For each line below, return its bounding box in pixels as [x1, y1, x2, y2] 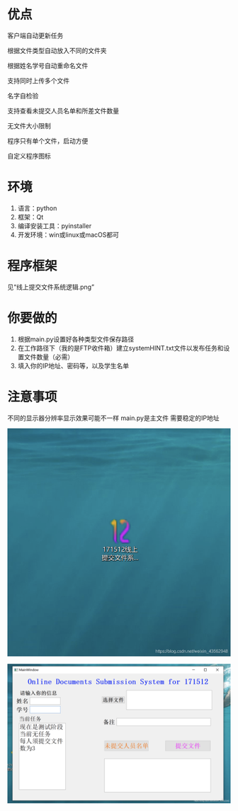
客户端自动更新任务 [7, 31, 64, 40]
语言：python [17, 203, 57, 212]
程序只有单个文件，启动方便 [7, 136, 89, 145]
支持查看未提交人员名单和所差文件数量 [7, 106, 119, 115]
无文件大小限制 [7, 121, 51, 130]
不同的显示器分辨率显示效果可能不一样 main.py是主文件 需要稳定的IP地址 [7, 414, 220, 422]
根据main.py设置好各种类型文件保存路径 [17, 334, 135, 344]
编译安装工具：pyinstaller [17, 221, 92, 230]
